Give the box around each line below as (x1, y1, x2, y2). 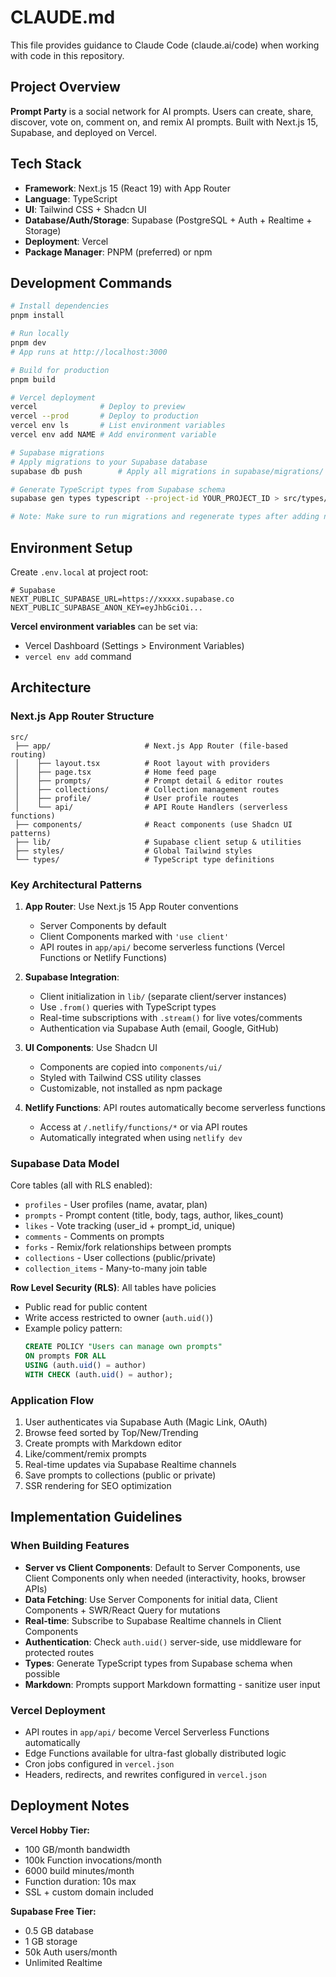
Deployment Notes (10, 1797, 130, 1815)
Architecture (10, 679, 92, 696)
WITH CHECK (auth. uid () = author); (24, 1369, 174, 1380)
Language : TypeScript (24, 192, 118, 205)
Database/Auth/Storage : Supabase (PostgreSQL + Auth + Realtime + (24, 214, 313, 226)
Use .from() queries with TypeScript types (39, 1001, 217, 1013)
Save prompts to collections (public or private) (24, 1469, 217, 1481)
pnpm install (10, 311, 65, 321)
